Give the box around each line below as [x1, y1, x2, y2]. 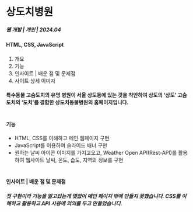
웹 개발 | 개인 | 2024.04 [6, 26, 61, 33]
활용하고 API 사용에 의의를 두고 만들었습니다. [21, 200, 122, 207]
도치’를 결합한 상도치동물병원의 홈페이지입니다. [23, 99, 129, 106]
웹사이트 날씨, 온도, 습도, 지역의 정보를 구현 [25, 157, 124, 164]
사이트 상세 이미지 [14, 77, 55, 84]
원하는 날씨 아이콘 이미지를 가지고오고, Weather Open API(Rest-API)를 [14, 150, 177, 157]
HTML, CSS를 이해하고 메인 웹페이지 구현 [14, 135, 110, 142]
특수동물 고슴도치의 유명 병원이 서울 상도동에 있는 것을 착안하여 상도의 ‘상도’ [6, 92, 177, 99]
